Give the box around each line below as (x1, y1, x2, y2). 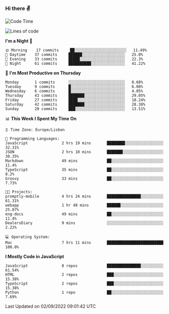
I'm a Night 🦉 (5, 38, 33, 44)
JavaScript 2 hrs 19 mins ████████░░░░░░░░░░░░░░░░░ (5, 141, 164, 146)
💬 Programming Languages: (5, 136, 60, 142)
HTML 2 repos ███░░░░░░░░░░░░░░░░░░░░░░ (5, 272, 164, 277)
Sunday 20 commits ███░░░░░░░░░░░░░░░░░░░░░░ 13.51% (5, 107, 145, 112)
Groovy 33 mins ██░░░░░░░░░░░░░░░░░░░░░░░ (5, 176, 164, 182)
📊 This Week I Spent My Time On (5, 116, 77, 122)
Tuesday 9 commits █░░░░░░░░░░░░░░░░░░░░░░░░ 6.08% (5, 84, 143, 89)
